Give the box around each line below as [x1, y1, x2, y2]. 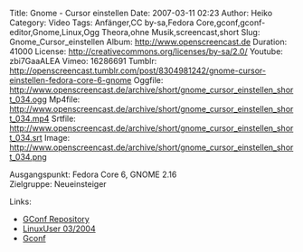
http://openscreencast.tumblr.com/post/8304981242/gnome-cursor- [9, 65, 267, 76]
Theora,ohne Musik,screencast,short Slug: [101, 27, 260, 37]
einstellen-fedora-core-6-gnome [9, 75, 132, 85]
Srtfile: [51, 113, 77, 124]
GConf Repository [22, 214, 90, 224]
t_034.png [9, 152, 47, 162]
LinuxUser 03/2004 [22, 223, 97, 234]
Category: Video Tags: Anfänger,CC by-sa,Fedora [9, 17, 194, 28]
